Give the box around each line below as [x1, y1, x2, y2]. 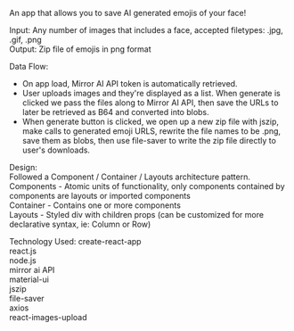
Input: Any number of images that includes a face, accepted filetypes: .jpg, [9, 25, 283, 35]
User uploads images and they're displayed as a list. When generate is [21, 88, 281, 98]
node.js [9, 255, 37, 266]
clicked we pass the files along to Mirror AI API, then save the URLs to [21, 97, 279, 108]
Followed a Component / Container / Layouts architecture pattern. [9, 171, 251, 182]
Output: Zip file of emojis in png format [9, 44, 151, 54]
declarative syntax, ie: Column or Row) [9, 219, 151, 229]
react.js [9, 245, 37, 256]
